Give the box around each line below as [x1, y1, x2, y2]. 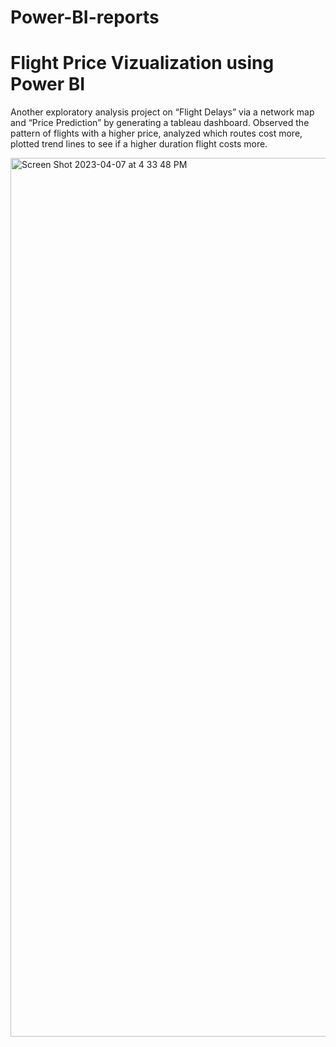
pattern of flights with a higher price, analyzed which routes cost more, [10, 127, 303, 140]
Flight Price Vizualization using [10, 52, 275, 75]
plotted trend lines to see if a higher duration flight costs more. [10, 138, 268, 150]
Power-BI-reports [10, 6, 160, 29]
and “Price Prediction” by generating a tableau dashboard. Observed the [10, 117, 310, 129]
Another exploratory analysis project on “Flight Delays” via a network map [10, 106, 315, 118]
